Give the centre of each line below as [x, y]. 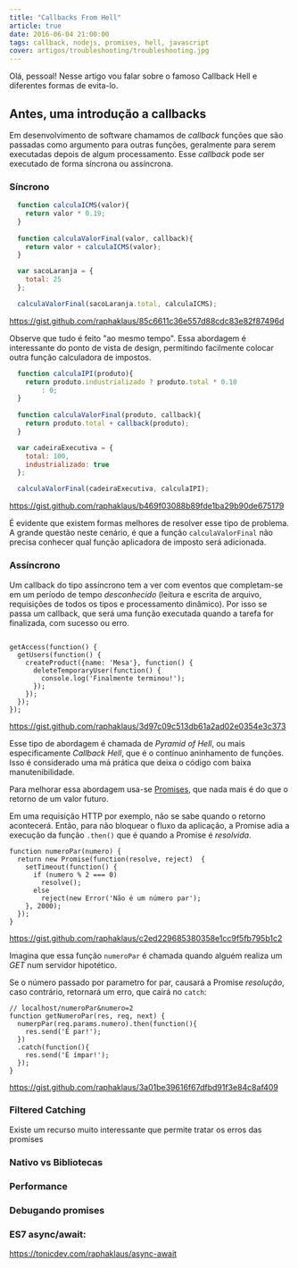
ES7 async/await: [48, 1234]
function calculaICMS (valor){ [73, 205]
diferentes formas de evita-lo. [64, 86]
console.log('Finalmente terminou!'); [113, 678]
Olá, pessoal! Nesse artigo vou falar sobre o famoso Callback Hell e [133, 76]
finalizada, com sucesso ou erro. [69, 622]
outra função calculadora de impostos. [80, 357]
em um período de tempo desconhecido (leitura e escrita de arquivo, [136, 594]
